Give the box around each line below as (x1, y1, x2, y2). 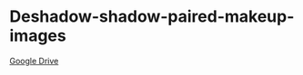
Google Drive (9, 55, 59, 66)
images (9, 25, 66, 46)
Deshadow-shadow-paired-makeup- (9, 6, 295, 27)
